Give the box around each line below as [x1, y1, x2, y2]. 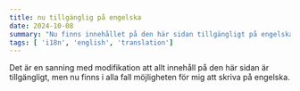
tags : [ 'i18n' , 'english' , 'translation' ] [9, 37, 174, 47]
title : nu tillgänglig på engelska [9, 12, 142, 22]
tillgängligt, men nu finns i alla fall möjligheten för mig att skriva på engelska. [9, 72, 290, 83]
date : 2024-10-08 [9, 21, 74, 30]
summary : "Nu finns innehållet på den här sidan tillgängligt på [9, 29, 257, 38]
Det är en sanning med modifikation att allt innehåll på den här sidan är [9, 62, 270, 73]
